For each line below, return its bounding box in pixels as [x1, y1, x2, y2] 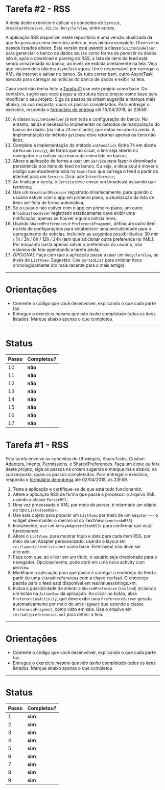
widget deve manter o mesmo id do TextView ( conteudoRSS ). [12, 517, 134, 523]
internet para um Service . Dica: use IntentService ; [12, 173, 116, 179]
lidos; [12, 137, 24, 143]
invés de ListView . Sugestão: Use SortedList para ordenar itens [12, 257, 142, 263]
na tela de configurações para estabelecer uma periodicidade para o [12, 226, 151, 231]
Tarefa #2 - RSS [5, 3, 71, 15]
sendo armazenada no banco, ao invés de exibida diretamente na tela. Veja [5, 60, 157, 66]
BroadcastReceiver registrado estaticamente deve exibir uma [12, 210, 135, 216]
